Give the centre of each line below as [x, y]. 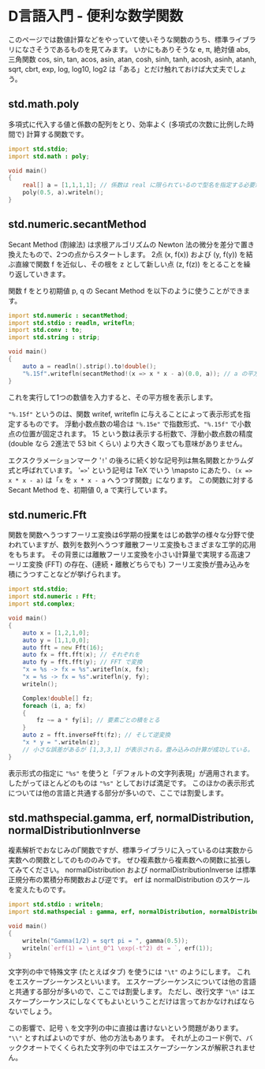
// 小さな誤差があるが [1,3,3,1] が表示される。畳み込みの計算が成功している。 [138, 750]
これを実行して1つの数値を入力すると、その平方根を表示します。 [113, 397]
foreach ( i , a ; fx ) [54, 706]
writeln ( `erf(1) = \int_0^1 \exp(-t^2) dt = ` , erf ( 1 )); [118, 948]
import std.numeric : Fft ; [52, 597]
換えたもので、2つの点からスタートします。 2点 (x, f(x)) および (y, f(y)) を [127, 254]
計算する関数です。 [57, 134]
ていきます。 [49, 274]
